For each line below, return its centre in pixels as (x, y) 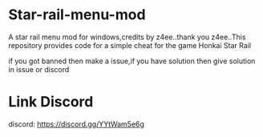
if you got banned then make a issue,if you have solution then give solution (132, 61)
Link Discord (51, 102)
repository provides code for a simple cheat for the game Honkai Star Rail (129, 45)
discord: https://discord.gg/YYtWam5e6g (76, 124)
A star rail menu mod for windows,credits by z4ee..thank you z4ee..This (127, 37)
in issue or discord (39, 69)
